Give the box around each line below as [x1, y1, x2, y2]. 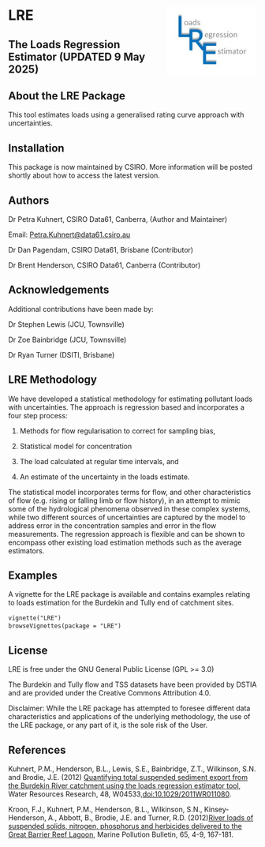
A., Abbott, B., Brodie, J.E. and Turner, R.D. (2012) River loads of [47, 813, 254, 823]
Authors [8, 193, 50, 207]
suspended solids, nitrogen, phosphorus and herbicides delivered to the [8, 822, 242, 831]
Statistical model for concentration [19, 441, 132, 451]
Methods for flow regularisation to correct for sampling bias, [19, 425, 215, 436]
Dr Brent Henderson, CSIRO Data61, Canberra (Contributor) [8, 260, 201, 270]
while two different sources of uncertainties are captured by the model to [8, 512, 246, 522]
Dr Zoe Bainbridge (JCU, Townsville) [8, 335, 127, 344]
